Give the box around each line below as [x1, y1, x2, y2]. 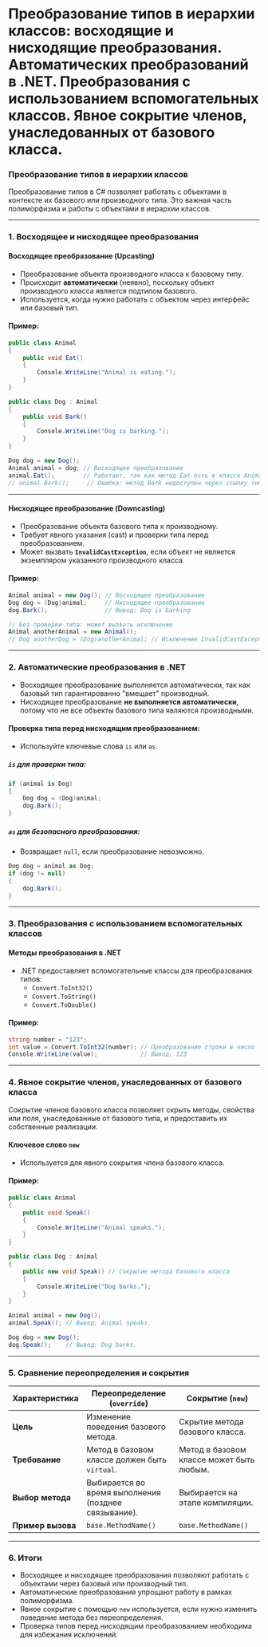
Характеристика [12, 1393, 79, 1404]
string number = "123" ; [8, 1035, 88, 1044]
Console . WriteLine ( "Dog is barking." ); [37, 428, 170, 436]
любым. [179, 1464, 210, 1475]
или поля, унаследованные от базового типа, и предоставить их [8, 1113, 228, 1123]
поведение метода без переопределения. [19, 1613, 164, 1622]
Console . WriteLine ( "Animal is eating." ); [37, 369, 177, 377]
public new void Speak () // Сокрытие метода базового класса [22, 1267, 230, 1275]
